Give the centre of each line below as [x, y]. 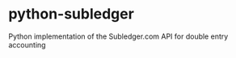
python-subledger [72, 14]
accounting [27, 44]
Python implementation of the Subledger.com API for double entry [118, 36]
